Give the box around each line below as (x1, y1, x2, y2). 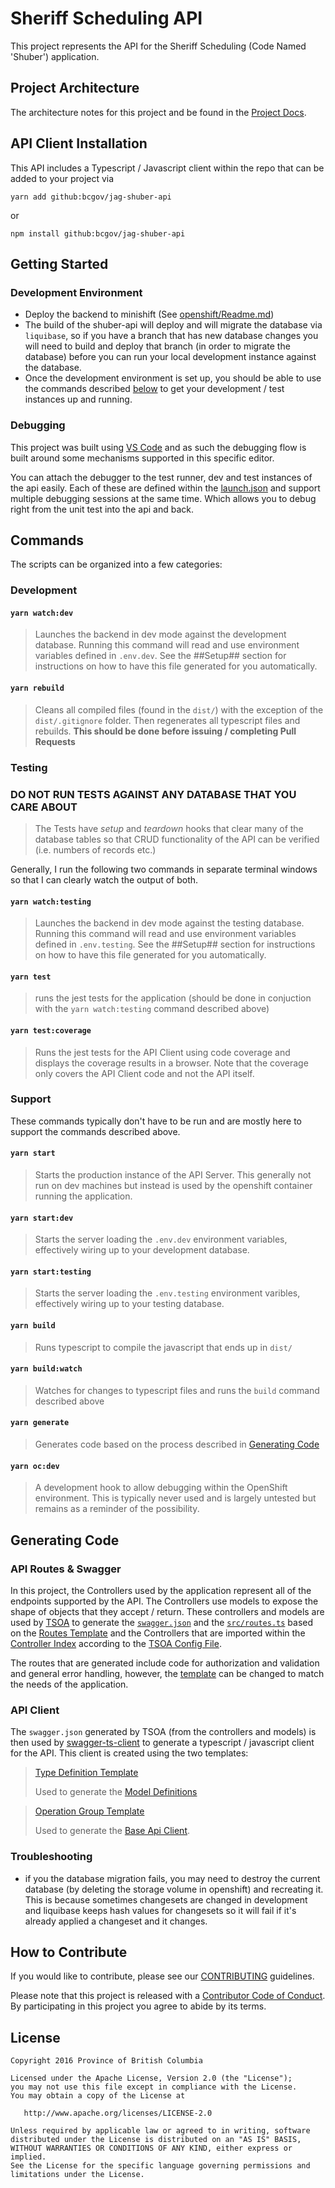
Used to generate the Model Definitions (34, 1786, 198, 1798)
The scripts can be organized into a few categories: (10, 558, 223, 571)
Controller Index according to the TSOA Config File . (10, 1637, 222, 1649)
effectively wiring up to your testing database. (34, 1298, 225, 1310)
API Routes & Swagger (10, 1562, 122, 1576)
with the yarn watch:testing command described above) (34, 1003, 270, 1015)
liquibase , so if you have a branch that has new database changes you (24, 330, 319, 342)
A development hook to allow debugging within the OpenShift (34, 1482, 288, 1494)
